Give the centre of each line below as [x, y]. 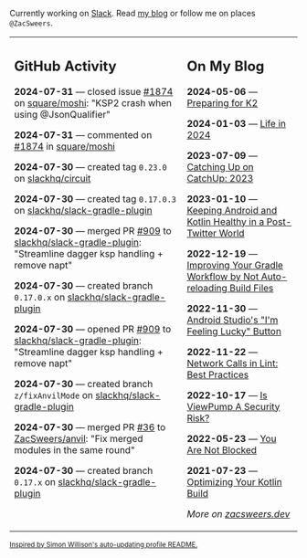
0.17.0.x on [40, 297]
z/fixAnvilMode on [53, 395]
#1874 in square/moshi [65, 146]
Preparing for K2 [222, 102]
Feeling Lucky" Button [234, 331]
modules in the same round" [74, 449]
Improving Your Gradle [235, 265]
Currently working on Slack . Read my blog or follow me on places [132, 13]
